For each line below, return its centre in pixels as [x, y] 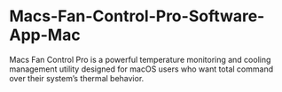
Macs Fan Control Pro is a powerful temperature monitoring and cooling [140, 59]
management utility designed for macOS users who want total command [141, 69]
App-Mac [45, 35]
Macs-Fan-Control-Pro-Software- [137, 16]
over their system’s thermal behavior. [77, 78]
